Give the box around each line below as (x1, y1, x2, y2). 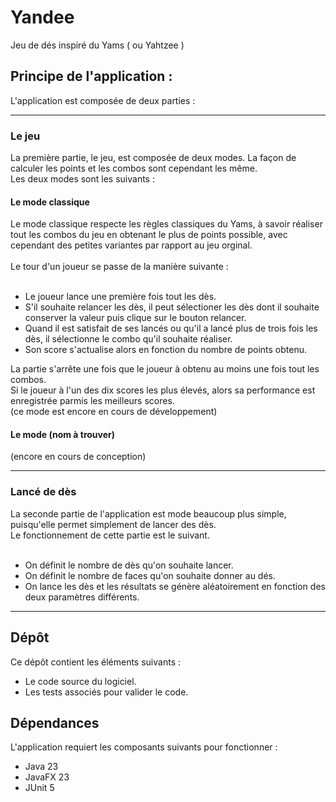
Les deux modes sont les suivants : (10, 173, 155, 185)
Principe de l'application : (10, 68, 173, 85)
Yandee (10, 6, 75, 29)
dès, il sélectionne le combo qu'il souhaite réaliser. (24, 333, 233, 345)
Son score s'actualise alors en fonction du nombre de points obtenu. (24, 344, 308, 356)
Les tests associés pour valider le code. (24, 686, 189, 698)
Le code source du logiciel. (24, 675, 137, 687)
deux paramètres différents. (24, 591, 140, 603)
